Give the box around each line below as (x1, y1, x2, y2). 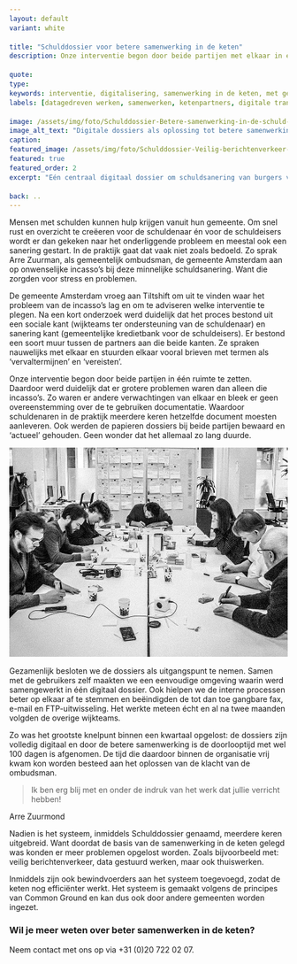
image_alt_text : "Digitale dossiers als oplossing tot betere (9, 127, 243, 135)
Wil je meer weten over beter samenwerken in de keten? (9, 924, 255, 937)
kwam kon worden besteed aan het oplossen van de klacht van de (9, 758, 250, 769)
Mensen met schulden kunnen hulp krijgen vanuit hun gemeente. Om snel (9, 217, 278, 228)
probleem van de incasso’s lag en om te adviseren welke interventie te (9, 300, 265, 311)
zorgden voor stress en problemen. (9, 274, 138, 284)
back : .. (9, 191, 42, 201)
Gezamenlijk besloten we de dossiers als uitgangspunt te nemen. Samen (9, 666, 274, 676)
